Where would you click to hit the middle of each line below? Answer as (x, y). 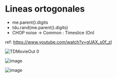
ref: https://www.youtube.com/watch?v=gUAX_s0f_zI (58, 42)
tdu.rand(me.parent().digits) (40, 27)
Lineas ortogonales (45, 9)
